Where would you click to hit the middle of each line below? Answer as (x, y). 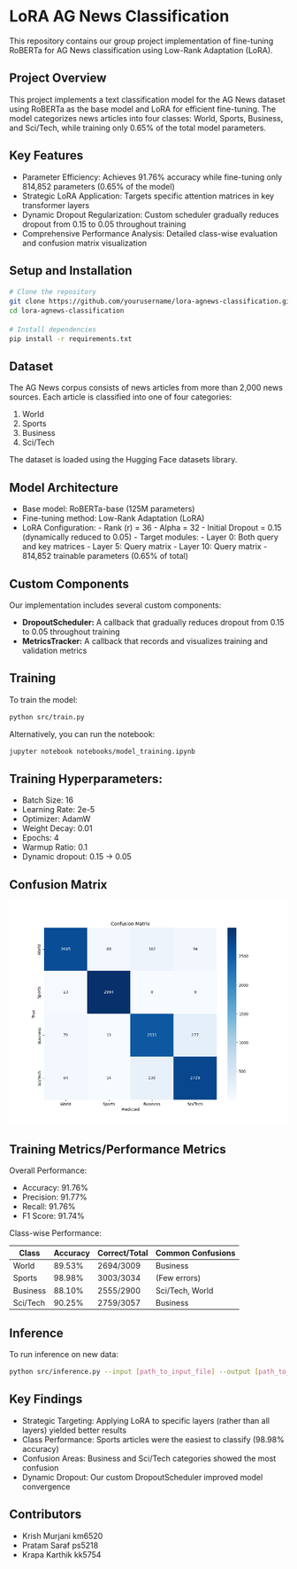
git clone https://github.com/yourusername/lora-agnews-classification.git (152, 302)
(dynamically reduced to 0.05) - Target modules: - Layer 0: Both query (150, 537)
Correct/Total (122, 1253)
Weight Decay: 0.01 (57, 828)
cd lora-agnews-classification (67, 311)
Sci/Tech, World (185, 1290)
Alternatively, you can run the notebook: (82, 734)
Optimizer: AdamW (56, 819)
